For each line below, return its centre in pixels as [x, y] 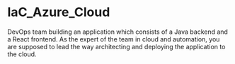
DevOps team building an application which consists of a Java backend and [118, 32]
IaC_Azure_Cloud [59, 12]
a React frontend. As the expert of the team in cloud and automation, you [114, 39]
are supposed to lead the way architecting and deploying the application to [116, 46]
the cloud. [22, 54]
